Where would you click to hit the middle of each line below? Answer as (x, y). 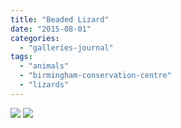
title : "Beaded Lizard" (60, 19)
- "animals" (44, 66)
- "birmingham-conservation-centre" (95, 76)
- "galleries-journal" (66, 47)
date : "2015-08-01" (51, 29)
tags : (21, 57)
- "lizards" (44, 85)
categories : (35, 38)
